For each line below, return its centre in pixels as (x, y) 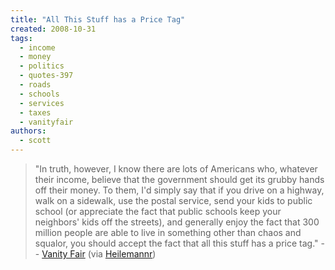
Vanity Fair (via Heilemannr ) (99, 254)
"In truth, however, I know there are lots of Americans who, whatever (176, 169)
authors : (28, 131)
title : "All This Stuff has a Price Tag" (98, 19)
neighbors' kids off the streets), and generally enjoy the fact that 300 (177, 222)
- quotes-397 (46, 76)
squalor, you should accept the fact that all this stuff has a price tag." (176, 243)
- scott (35, 141)
